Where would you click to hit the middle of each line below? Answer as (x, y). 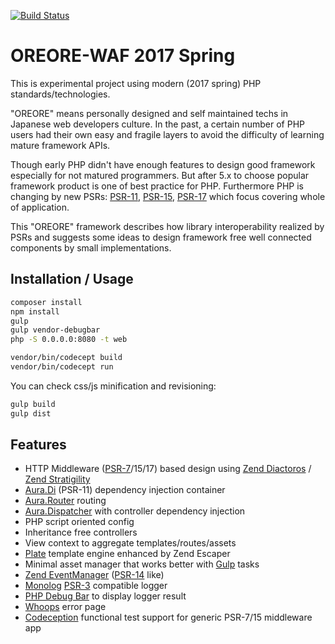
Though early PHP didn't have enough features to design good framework (163, 164)
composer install (46, 302)
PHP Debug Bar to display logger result (105, 596)
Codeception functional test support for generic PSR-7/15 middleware (168, 617)
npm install (35, 311)
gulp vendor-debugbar (55, 330)
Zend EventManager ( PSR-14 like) (94, 575)
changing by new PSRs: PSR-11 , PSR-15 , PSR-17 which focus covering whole (168, 196)
